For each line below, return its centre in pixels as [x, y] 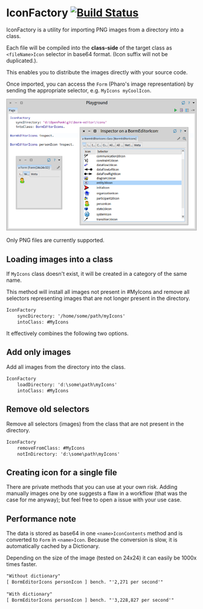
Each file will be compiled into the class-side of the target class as [89, 48]
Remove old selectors [48, 410]
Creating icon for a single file [62, 472]
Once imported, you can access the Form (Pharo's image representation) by [100, 84]
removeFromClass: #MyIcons [51, 448]
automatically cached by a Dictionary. [53, 546]
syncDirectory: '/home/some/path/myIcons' [71, 316]
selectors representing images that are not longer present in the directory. [98, 298]
